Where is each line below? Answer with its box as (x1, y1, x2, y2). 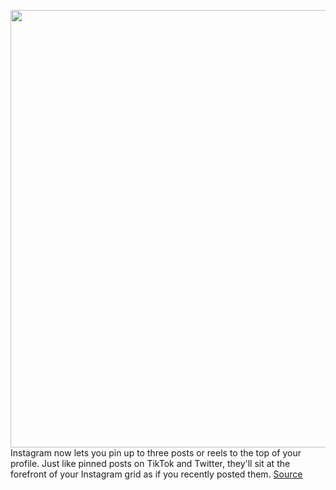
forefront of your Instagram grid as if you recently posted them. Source (10, 468, 303, 480)
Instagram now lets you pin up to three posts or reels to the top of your (10, 447, 302, 459)
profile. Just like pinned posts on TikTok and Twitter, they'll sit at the (10, 458, 291, 469)
